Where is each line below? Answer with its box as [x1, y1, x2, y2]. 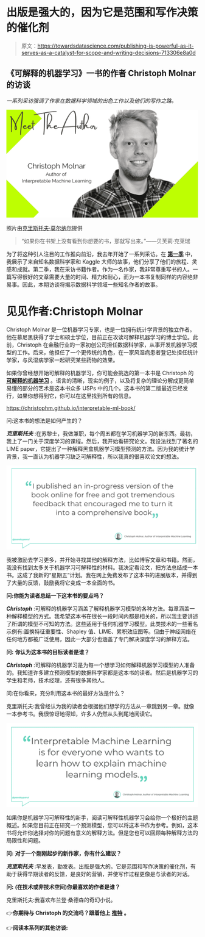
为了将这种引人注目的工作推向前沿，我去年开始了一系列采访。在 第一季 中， [6, 251, 196, 258]
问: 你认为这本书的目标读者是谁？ [6, 648, 90, 656]
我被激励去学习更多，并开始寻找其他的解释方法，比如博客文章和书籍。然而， [6, 556, 198, 564]
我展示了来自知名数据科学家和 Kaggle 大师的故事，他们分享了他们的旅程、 [6, 258, 192, 265]
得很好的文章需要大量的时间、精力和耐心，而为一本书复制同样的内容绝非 [16, 273, 198, 281]
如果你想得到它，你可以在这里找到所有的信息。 [16, 392, 134, 400]
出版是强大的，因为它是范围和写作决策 [6, 5, 199, 20]
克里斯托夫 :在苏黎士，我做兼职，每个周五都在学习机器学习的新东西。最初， [6, 430, 196, 437]
